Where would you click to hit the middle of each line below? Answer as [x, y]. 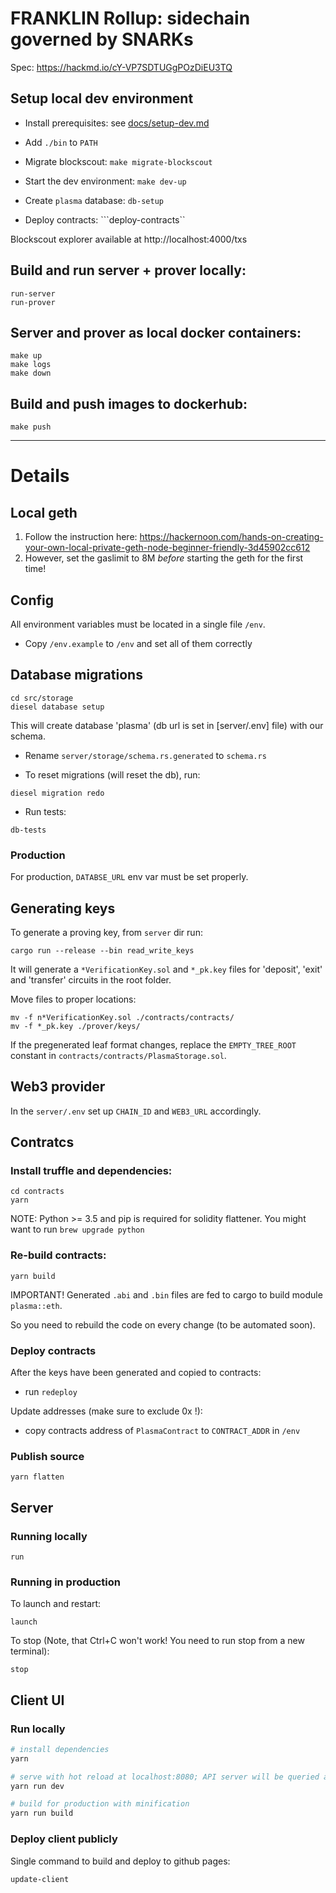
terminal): [30, 1651]
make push [31, 427]
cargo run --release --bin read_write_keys [102, 950]
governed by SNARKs [102, 39]
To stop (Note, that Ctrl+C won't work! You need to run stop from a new [157, 1641]
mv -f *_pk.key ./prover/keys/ [75, 1026]
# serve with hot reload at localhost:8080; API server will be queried [165, 1777]
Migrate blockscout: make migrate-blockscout [118, 161]
